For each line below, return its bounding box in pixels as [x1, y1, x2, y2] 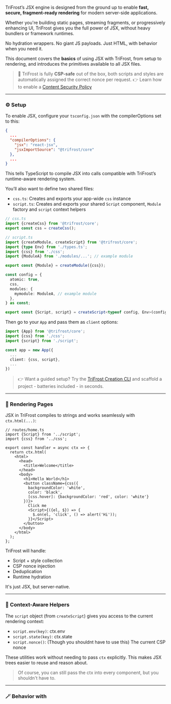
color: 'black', [27, 490, 63, 495]
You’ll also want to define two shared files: [5, 186, 94, 192]
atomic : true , [10, 277, 40, 282]
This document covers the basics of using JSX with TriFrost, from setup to [5, 55, 162, 62]
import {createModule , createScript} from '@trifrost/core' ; [5, 239, 138, 245]
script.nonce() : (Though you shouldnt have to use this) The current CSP [12, 639, 166, 645]
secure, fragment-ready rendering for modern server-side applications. [5, 10, 158, 16]
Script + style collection [12, 557, 63, 564]
